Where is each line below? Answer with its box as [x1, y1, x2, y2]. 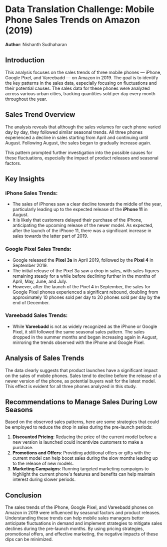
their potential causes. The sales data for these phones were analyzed [5, 85, 150, 91]
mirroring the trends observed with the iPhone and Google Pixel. [12, 339, 145, 345]
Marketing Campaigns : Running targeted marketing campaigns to [12, 466, 149, 472]
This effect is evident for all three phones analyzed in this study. [5, 383, 137, 389]
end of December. [12, 299, 50, 305]
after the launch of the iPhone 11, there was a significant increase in [12, 228, 151, 234]
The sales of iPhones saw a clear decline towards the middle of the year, [12, 201, 162, 207]
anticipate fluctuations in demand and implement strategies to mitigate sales [5, 520, 162, 526]
